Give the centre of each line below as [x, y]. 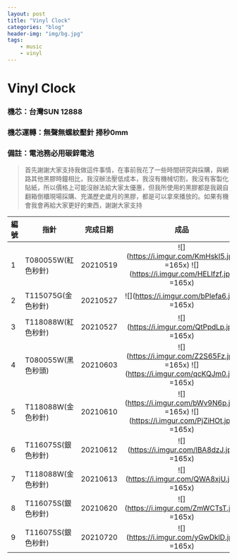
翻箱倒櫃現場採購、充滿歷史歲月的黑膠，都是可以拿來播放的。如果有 [123, 197]
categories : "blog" [36, 27]
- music [31, 47]
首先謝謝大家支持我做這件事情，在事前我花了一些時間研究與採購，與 [123, 170]
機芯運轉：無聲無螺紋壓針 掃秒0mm [68, 132]
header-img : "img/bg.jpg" [45, 34]
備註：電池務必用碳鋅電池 [51, 153]
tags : [15, 40]
